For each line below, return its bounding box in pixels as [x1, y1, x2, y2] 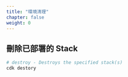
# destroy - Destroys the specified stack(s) [6, 60, 123, 66]
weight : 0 [6, 20, 31, 26]
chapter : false [6, 14, 45, 20]
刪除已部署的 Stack [6, 43, 78, 54]
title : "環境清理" [6, 8, 50, 15]
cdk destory [6, 65, 36, 72]
